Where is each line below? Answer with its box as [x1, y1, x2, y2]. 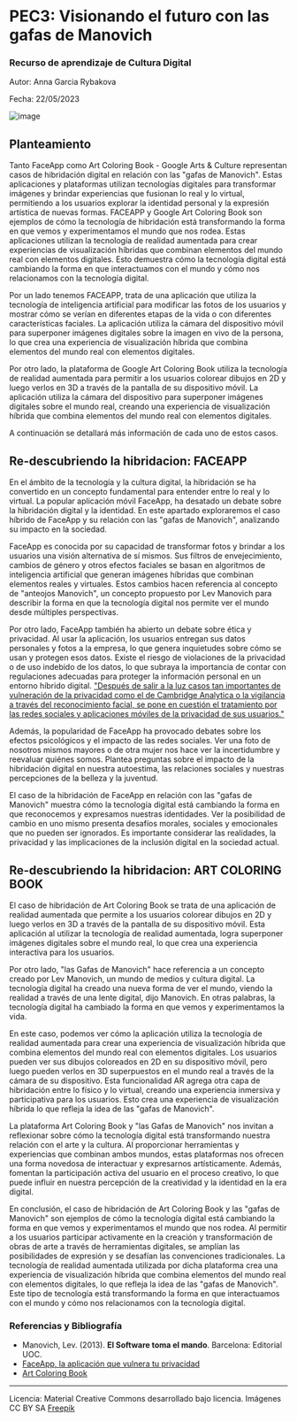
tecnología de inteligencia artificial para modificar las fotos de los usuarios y [9, 299, 287, 311]
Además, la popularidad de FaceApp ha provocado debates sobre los [9, 726, 262, 736]
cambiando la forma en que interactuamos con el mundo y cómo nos [9, 264, 261, 274]
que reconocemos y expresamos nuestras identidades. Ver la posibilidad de [9, 809, 286, 819]
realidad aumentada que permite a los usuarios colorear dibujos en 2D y [9, 909, 272, 919]
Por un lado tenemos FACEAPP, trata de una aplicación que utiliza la [9, 290, 257, 301]
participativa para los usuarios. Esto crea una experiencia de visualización [9, 1094, 279, 1104]
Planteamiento [9, 136, 91, 151]
